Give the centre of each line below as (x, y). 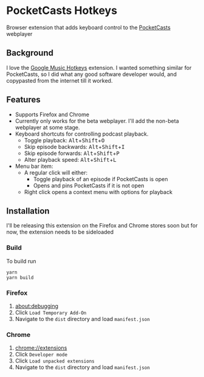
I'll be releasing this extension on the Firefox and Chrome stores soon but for (102, 226)
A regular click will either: (56, 172)
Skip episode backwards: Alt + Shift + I (74, 147)
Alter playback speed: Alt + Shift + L (70, 159)
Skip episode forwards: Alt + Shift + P (72, 153)
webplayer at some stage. (47, 127)
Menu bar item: (34, 166)
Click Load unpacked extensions (55, 361)
